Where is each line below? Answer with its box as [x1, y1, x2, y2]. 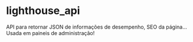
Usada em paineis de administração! [6, 29, 95, 36]
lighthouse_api [6, 4, 80, 17]
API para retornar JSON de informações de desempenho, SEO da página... [6, 23, 188, 30]
